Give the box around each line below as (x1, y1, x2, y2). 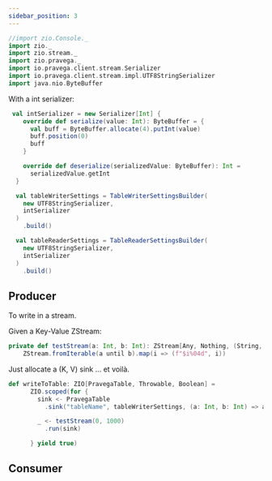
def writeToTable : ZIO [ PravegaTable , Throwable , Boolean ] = (8, 380, 216, 388)
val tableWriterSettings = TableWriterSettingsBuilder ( (15, 191, 208, 200)
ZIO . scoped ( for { (29, 387, 89, 396)
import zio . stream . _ (8, 49, 79, 58)
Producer (8, 289, 57, 303)
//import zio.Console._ (8, 34, 89, 42)
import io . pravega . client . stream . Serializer (8, 64, 161, 73)
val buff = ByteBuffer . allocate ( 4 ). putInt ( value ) (29, 125, 201, 133)
